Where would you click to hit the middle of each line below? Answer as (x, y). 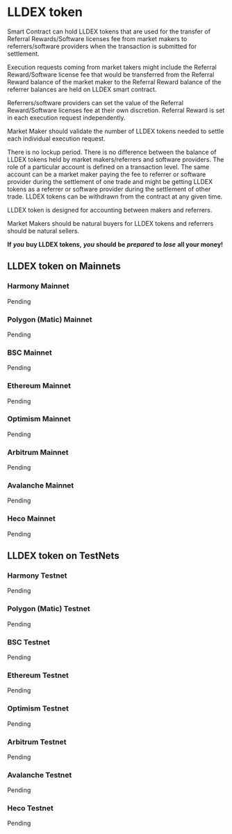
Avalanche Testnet (40, 775)
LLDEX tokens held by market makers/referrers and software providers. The (116, 159)
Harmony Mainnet (38, 286)
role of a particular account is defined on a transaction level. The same (108, 167)
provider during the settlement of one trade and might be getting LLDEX (110, 181)
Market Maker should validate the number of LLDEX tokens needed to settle (116, 131)
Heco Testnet (30, 808)
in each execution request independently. (67, 117)
